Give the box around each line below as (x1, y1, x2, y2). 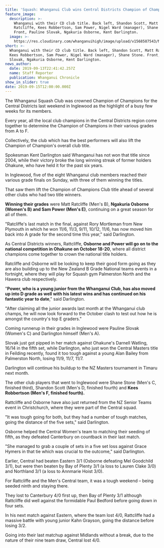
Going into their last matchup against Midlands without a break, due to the (5, 532, 154, 538)
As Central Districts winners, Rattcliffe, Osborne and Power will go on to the (5, 241, 159, 246)
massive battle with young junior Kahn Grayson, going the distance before (5, 517, 154, 523)
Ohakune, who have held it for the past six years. (5, 162, 103, 168)
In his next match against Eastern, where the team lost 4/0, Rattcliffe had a (5, 512, 155, 518)
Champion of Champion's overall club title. (5, 142, 91, 148)
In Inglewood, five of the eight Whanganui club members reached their (5, 172, 147, 178)
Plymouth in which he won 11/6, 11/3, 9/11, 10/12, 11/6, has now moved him (5, 226, 152, 232)
